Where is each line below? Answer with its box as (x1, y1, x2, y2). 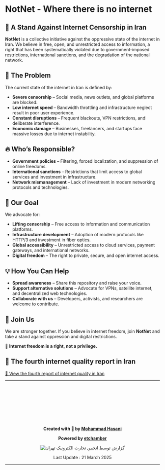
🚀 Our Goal (5, 199, 39, 207)
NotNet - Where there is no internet (5, 3, 152, 15)
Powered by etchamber (58, 435, 107, 441)
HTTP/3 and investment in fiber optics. (12, 237, 91, 243)
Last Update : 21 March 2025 (53, 454, 112, 460)
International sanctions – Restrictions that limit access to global (12, 169, 142, 175)
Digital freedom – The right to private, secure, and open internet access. (12, 253, 160, 258)
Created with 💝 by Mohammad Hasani (43, 426, 122, 432)
